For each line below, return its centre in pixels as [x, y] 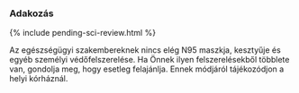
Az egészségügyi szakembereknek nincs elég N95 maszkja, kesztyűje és [145, 50]
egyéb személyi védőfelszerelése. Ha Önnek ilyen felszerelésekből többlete [149, 60]
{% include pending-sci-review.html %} [82, 33]
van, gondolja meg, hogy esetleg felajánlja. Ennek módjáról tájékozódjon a [147, 69]
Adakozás [32, 13]
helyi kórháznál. [39, 79]
